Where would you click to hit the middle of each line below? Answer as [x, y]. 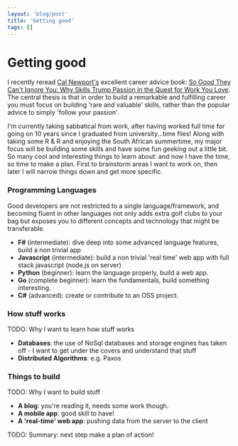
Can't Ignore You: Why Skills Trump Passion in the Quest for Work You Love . [119, 90]
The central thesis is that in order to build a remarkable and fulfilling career [117, 98]
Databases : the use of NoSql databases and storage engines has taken [122, 343]
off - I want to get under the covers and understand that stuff [107, 351]
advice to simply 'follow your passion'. [63, 113]
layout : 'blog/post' [38, 14]
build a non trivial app [49, 249]
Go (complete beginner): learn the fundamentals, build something [113, 280]
